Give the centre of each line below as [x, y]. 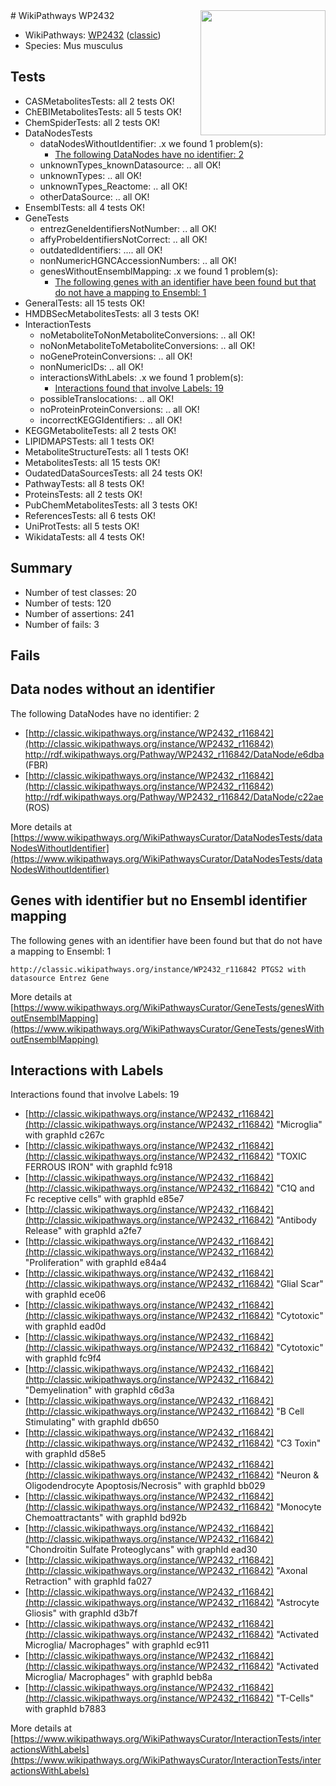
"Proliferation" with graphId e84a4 [95, 1263]
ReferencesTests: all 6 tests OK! [90, 515]
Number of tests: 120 [68, 603]
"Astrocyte [298, 1603]
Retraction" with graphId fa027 [88, 1581]
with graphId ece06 [65, 1295]
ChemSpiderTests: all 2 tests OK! [92, 122]
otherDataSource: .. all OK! [94, 196]
